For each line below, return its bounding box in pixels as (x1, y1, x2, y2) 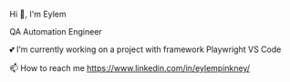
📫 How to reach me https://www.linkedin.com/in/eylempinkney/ (9, 63, 251, 73)
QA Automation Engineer (9, 26, 102, 36)
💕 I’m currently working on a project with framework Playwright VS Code (9, 44, 282, 55)
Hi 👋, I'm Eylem (9, 9, 67, 19)
